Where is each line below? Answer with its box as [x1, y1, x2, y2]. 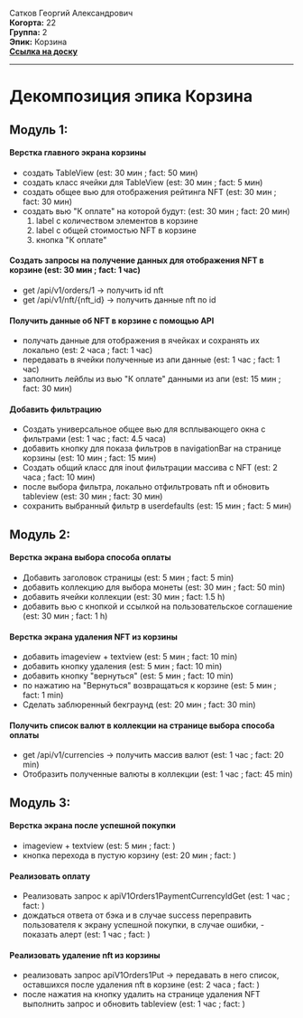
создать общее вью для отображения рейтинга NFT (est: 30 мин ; [22, 186, 277, 197]
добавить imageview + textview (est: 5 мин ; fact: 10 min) [22, 651, 238, 662]
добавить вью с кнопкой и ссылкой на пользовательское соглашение [22, 601, 293, 612]
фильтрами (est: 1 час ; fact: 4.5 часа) [22, 434, 167, 444]
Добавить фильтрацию [9, 404, 102, 415]
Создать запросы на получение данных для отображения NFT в [9, 255, 264, 266]
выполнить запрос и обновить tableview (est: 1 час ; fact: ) [22, 998, 245, 1010]
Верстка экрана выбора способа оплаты [9, 552, 171, 563]
